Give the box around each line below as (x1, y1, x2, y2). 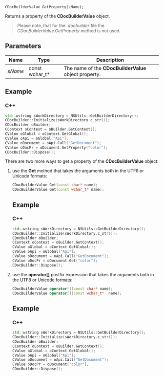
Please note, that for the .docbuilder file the (17, 22, 105, 28)
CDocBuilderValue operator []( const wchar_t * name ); (12, 291, 122, 296)
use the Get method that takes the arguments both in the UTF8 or (12, 168, 144, 174)
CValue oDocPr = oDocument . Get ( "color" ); (12, 258, 98, 263)
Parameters (5, 42, 41, 50)
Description (96, 56, 124, 63)
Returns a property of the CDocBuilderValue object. (5, 13, 110, 19)
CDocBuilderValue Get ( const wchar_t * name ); (12, 187, 104, 192)
